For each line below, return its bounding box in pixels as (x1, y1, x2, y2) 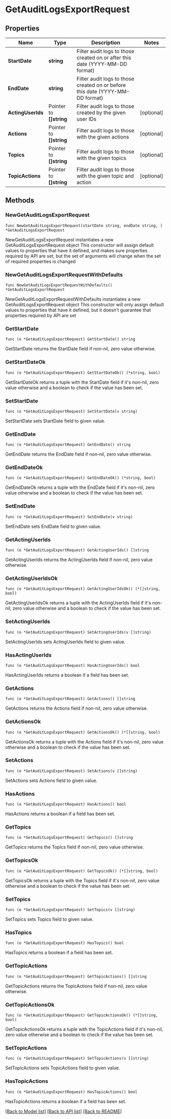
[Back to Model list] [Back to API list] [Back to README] (5, 1108, 122, 1114)
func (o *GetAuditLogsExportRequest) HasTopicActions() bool (5, 1089, 138, 1094)
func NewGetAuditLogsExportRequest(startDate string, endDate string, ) (5, 223, 163, 228)
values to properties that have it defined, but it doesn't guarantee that (5, 307, 151, 313)
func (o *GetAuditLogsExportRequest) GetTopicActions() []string (5, 974, 147, 979)
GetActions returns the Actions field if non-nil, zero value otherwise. (5, 705, 148, 711)
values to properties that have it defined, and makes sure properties (5, 247, 148, 254)
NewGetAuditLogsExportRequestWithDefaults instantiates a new (5, 296, 141, 302)
